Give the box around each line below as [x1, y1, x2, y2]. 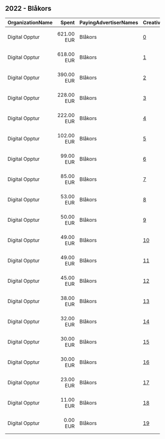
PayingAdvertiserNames [79, 19, 138, 26]
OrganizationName [7, 19, 53, 26]
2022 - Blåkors [5, 4, 52, 13]
